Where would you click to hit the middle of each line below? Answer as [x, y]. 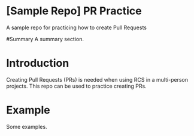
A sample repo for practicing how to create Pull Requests [76, 27]
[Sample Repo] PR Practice [74, 11]
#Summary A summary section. [45, 39]
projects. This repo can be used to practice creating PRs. [76, 86]
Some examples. [27, 126]
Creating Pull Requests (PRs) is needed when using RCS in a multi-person [97, 79]
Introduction [38, 63]
